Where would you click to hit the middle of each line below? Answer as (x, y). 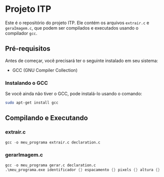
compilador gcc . (21, 33)
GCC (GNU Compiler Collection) (45, 70)
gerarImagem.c (24, 155)
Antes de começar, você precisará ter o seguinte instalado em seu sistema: (82, 61)
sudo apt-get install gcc (32, 103)
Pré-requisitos (28, 49)
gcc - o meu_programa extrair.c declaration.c (53, 142)
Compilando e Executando (46, 118)
